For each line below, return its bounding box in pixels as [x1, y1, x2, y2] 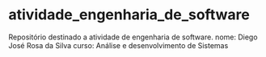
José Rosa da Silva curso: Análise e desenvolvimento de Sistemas [8, 40, 229, 50]
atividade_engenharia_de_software [8, 6, 251, 24]
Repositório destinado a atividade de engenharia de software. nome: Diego [8, 32, 258, 42]
